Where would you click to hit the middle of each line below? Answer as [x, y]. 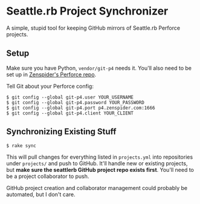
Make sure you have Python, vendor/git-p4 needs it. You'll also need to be [99, 68]
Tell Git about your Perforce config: [50, 86]
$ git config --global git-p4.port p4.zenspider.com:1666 [81, 108]
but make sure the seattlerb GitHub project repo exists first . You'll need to [100, 169]
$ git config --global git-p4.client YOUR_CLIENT [70, 113]
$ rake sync [21, 146]
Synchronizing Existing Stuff [61, 132]
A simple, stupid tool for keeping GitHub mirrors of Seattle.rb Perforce [93, 28]
